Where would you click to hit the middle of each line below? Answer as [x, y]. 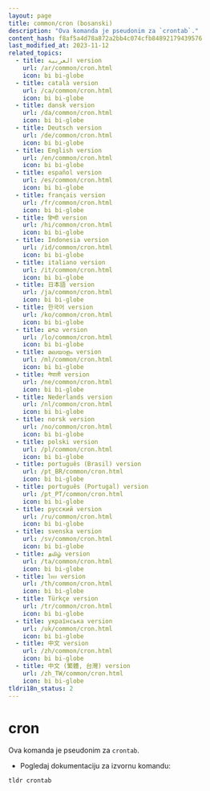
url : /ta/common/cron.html [68, 561]
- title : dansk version [55, 105]
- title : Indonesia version [63, 240]
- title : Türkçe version [57, 599]
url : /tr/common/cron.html [68, 606]
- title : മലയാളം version [59, 352]
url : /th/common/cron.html [68, 584]
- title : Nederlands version [64, 397]
